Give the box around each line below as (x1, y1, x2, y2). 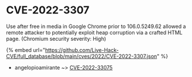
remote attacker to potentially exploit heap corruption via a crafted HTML (6, 29, 183, 36)
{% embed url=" (6, 46, 46, 53)
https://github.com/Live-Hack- (45, 46, 119, 53)
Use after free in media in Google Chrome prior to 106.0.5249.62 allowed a (6, 23, 186, 30)
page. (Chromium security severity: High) (6, 35, 107, 42)
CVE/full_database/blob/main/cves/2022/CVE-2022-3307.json (6, 52, 157, 60)
